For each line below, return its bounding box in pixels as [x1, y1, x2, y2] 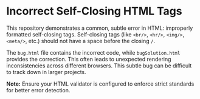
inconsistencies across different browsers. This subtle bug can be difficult [6, 62, 192, 69]
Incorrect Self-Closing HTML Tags [6, 4, 182, 18]
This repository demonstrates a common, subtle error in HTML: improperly [6, 24, 193, 32]
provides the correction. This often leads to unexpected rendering [6, 55, 171, 63]
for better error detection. [6, 86, 71, 94]
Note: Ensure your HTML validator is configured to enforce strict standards [6, 80, 195, 87]
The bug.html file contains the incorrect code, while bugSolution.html [6, 49, 181, 56]
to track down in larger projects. [6, 68, 86, 75]
